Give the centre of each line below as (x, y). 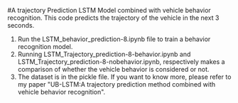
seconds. (21, 25)
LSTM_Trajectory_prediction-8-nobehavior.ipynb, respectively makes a (121, 62)
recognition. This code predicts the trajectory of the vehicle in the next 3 (113, 18)
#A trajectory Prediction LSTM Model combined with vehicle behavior (109, 10)
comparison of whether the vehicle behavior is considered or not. (113, 69)
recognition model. (45, 47)
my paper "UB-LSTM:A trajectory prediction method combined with (117, 84)
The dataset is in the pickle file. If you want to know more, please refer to (124, 77)
